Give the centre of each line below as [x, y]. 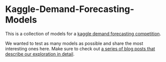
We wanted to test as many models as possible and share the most [74, 43]
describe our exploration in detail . [40, 54]
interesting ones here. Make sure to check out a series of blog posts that [80, 48]
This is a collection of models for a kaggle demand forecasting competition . [83, 33]
